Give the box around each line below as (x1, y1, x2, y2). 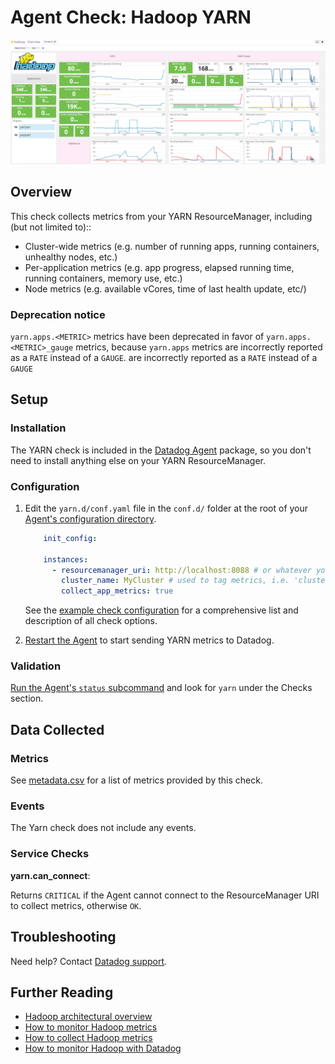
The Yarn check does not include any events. (10, 822, 197, 834)
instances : (43, 554, 89, 565)
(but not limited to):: (10, 221, 92, 233)
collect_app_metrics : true (61, 586, 174, 596)
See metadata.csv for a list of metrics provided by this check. (10, 774, 263, 786)
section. (10, 692, 44, 705)
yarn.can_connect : (10, 869, 91, 881)
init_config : (43, 533, 98, 543)
